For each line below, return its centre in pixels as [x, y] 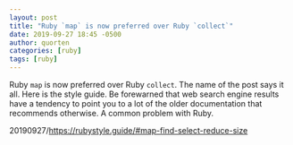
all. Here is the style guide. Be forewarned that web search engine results [144, 94]
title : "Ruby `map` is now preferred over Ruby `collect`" [121, 26]
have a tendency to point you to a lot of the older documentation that [136, 103]
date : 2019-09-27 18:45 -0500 [66, 34]
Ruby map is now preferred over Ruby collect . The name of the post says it [146, 85]
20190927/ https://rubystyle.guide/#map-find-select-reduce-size [129, 130]
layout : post [33, 17]
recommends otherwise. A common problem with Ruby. [112, 113]
